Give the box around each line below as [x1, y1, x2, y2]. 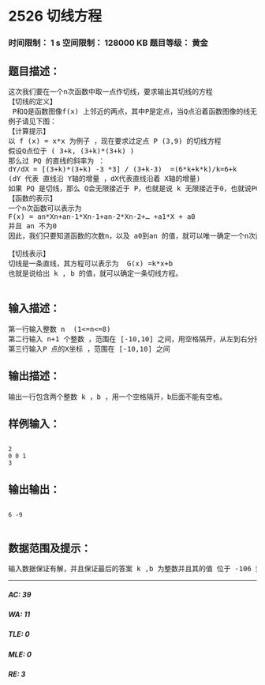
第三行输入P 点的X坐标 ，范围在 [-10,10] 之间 [8, 344, 171, 353]
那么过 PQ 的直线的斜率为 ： [8, 156, 106, 165]
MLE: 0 [8, 649, 32, 659]
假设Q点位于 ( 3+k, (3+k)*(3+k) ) [8, 146, 135, 155]
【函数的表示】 [8, 194, 57, 202]
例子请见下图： [8, 116, 57, 126]
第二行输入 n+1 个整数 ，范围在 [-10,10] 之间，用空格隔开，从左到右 [8, 334, 248, 344]
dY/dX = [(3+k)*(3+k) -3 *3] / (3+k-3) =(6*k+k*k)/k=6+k [8, 164, 237, 174]
